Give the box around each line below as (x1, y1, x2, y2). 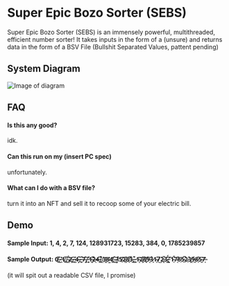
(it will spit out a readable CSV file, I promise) (7, 271, 136, 279)
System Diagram (7, 63, 81, 74)
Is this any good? (7, 120, 58, 129)
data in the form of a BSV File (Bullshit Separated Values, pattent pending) (7, 42, 219, 51)
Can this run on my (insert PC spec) (7, 152, 112, 161)
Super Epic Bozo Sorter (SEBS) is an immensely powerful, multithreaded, (7, 28, 215, 36)
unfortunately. (7, 168, 47, 176)
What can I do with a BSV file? (7, 184, 96, 192)
